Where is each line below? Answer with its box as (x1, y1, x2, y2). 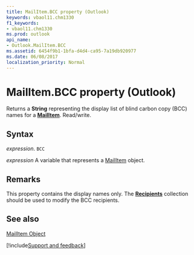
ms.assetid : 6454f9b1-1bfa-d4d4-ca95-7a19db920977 (6, 48, 137, 54)
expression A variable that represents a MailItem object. (6, 157, 145, 164)
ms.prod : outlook (6, 31, 50, 37)
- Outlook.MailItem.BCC (6, 43, 66, 49)
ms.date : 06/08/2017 (6, 54, 59, 60)
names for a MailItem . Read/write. (6, 112, 92, 119)
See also (6, 214, 39, 224)
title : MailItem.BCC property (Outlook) (6, 8, 110, 15)
